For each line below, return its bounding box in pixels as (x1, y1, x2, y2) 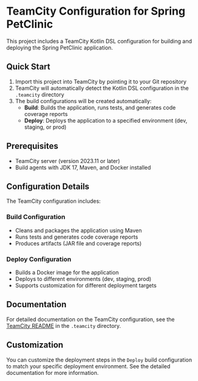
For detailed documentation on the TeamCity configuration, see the (6, 316, 175, 323)
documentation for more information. (6, 369, 99, 376)
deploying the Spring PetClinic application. (6, 44, 113, 51)
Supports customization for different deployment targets (15, 281, 157, 289)
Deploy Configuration (6, 255, 72, 263)
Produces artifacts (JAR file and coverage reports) (15, 239, 142, 247)
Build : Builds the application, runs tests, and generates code (24, 104, 176, 111)
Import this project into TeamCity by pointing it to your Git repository (15, 78, 187, 85)
